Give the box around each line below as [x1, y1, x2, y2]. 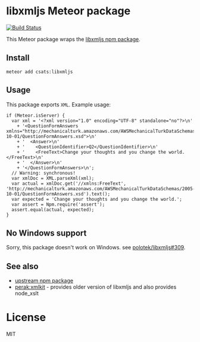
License [6, 311, 46, 324]
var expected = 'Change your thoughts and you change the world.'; [11, 196, 183, 202]
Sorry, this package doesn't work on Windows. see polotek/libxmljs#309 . [6, 244, 186, 251]
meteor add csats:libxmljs [6, 69, 73, 75]
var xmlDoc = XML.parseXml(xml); [11, 175, 95, 181]
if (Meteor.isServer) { [6, 112, 65, 118]
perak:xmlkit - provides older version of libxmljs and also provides [14, 283, 177, 291]
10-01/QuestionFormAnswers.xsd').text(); [6, 191, 111, 197]
